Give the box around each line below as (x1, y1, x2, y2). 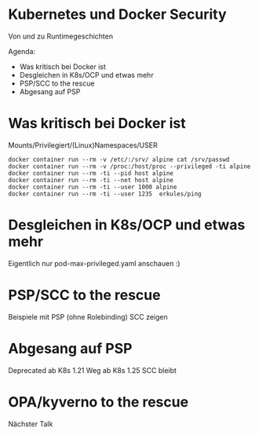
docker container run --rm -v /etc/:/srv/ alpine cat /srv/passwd (8, 155, 230, 163)
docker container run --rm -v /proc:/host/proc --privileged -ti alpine (8, 163, 251, 170)
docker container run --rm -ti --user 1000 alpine (8, 183, 177, 191)
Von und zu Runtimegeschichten (8, 31, 114, 41)
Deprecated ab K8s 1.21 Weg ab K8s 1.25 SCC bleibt (8, 365, 177, 375)
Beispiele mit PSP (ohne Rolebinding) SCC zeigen (8, 312, 169, 321)
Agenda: (8, 46, 36, 56)
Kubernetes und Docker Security (8, 5, 227, 24)
